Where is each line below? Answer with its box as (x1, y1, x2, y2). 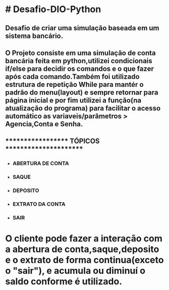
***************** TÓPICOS (5, 137, 100, 146)
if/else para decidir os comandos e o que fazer (5, 64, 154, 73)
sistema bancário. (5, 31, 64, 40)
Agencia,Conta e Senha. (5, 120, 83, 128)
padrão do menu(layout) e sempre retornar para (5, 88, 158, 96)
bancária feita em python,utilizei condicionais (5, 57, 152, 65)
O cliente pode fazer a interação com (5, 233, 162, 245)
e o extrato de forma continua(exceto (5, 254, 164, 266)
